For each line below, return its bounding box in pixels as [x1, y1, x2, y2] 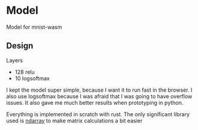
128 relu [14, 68, 35, 75]
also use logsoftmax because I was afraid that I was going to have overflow [6, 92, 193, 99]
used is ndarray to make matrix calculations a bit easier [6, 117, 143, 124]
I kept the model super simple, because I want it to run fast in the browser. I [6, 86, 193, 93]
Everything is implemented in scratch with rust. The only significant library [6, 110, 190, 117]
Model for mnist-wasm [6, 23, 62, 31]
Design [6, 41, 34, 51]
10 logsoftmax [14, 74, 50, 81]
